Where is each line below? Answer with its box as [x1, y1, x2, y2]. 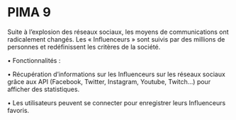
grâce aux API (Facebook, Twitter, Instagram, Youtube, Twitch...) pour [7, 77, 211, 85]
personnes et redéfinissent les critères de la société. [7, 42, 161, 51]
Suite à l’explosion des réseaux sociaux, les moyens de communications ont [7, 28, 229, 36]
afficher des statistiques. [7, 85, 80, 93]
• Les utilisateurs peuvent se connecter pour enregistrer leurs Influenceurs [7, 98, 226, 107]
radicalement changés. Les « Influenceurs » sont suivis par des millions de [7, 35, 225, 43]
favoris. [7, 106, 30, 114]
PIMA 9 [7, 4, 51, 20]
